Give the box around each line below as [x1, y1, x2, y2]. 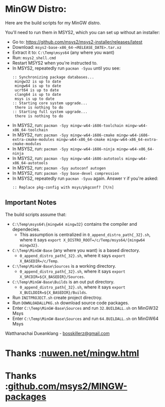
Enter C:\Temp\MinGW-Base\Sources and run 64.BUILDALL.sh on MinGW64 [12, 315, 159, 322]
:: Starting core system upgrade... [12, 100, 88, 106]
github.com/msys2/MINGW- [8, 381, 128, 392]
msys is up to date [14, 96, 55, 101]
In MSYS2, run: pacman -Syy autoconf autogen [12, 164, 106, 171]
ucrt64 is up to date [14, 87, 59, 92]
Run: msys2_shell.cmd [12, 54, 56, 60]
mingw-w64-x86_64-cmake [56, 137, 105, 142]
